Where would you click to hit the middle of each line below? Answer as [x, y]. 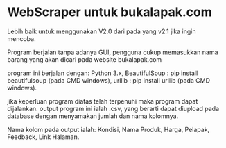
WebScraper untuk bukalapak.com [110, 12]
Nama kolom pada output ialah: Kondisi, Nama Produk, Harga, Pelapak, [108, 129]
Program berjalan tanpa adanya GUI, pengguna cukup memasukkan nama [113, 52]
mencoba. [21, 38]
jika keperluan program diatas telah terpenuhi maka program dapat [103, 101]
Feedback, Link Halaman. [43, 137]
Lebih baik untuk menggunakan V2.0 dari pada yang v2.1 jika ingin [102, 31]
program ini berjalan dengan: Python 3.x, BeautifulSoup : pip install [103, 73]
